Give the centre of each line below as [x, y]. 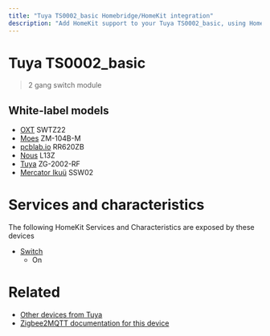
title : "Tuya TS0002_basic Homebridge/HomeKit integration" [111, 16]
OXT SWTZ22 [43, 130]
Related [34, 292]
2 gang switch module [65, 85]
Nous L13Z [37, 156]
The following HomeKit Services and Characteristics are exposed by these [131, 227]
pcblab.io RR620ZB [52, 147]
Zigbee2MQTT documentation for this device [94, 323]
